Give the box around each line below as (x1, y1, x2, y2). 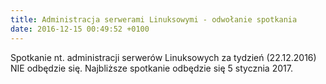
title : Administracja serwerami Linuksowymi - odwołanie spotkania (10, 14, 298, 25)
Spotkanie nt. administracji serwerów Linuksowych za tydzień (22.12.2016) (10, 51, 317, 63)
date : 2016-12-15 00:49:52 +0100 (10, 24, 150, 34)
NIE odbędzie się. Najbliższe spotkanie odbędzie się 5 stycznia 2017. (10, 62, 293, 74)
